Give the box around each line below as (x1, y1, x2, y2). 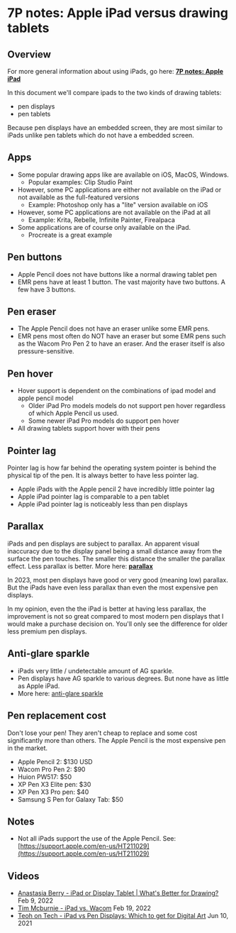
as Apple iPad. (17, 681, 60, 690)
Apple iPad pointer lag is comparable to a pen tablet (17, 492, 169, 501)
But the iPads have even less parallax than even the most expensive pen (7, 583, 218, 592)
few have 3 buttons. (17, 285, 77, 294)
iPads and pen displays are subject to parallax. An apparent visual (7, 539, 200, 548)
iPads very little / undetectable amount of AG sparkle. (17, 666, 174, 675)
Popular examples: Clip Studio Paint (28, 177, 133, 186)
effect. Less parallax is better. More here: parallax (7, 562, 154, 570)
